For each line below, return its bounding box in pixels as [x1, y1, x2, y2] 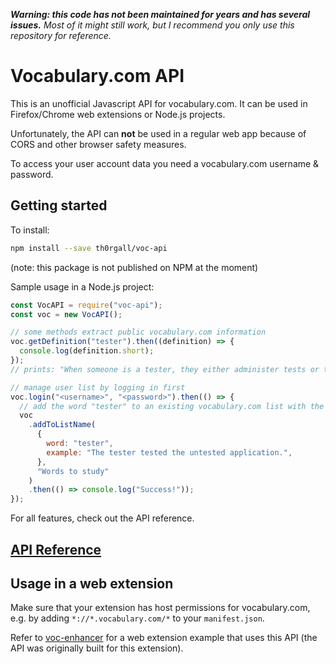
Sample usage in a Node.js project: [10, 280, 155, 293]
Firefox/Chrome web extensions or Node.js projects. [10, 108, 226, 120]
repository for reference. [10, 30, 112, 41]
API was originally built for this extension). [10, 642, 184, 654]
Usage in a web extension [10, 575, 174, 592]
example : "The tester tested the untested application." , [46, 447, 293, 458]
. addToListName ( [28, 420, 97, 430]
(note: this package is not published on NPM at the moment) [10, 261, 259, 273]
